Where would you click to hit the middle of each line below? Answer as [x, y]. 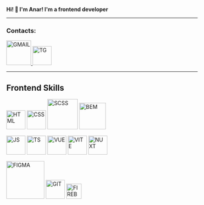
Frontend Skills [35, 88]
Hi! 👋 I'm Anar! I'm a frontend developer [57, 9]
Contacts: [21, 30]
